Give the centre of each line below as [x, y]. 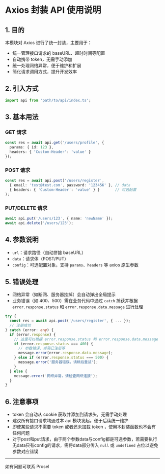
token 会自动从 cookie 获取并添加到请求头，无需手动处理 [69, 414]
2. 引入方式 [22, 89]
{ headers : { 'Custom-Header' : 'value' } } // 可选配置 [73, 190]
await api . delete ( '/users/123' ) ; [39, 223]
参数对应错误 [25, 451]
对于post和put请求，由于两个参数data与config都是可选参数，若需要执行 [84, 439]
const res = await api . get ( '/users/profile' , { [55, 143]
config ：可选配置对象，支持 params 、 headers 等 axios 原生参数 [75, 265]
